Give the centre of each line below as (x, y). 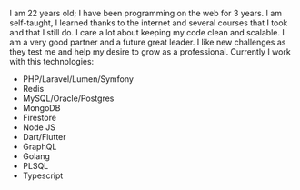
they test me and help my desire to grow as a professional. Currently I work (150, 52)
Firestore (40, 118)
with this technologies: (52, 61)
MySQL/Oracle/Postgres (68, 98)
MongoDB (41, 108)
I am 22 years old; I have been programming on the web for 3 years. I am (146, 13)
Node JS (39, 127)
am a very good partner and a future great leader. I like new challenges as (148, 42)
